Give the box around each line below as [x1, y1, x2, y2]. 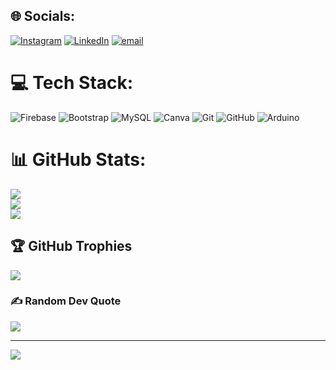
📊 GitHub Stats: [10, 148, 147, 171]
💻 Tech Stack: [10, 72, 134, 94]
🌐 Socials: [10, 8, 76, 25]
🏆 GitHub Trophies [10, 238, 133, 255]
